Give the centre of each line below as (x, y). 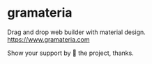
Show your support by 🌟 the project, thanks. (70, 53)
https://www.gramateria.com (48, 39)
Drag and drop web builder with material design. (77, 32)
